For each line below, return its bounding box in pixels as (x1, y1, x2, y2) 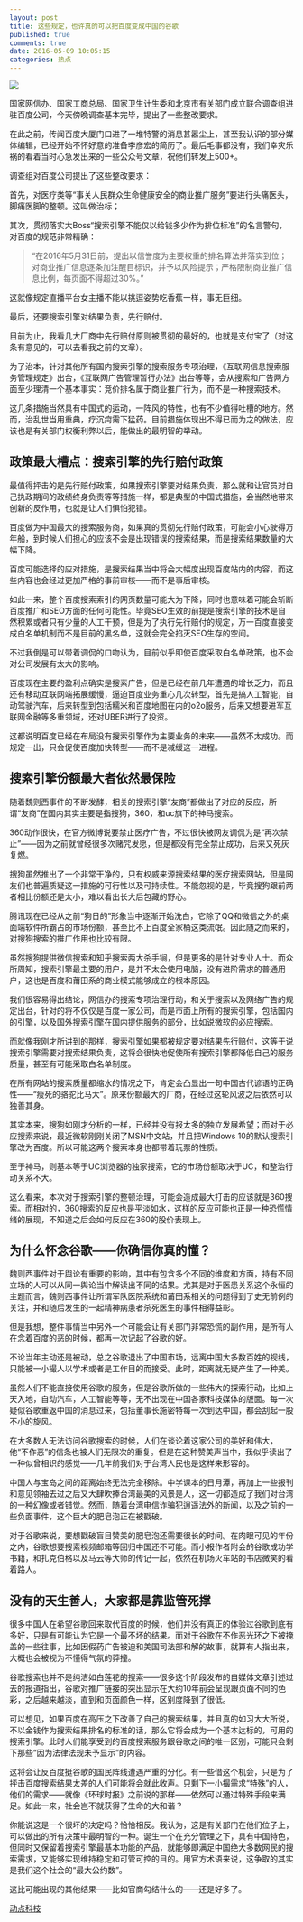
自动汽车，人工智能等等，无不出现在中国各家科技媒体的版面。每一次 (40, 1394, 294, 1405)
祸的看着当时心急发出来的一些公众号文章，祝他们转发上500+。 (9, 151, 243, 162)
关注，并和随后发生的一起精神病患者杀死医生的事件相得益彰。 (9, 1302, 239, 1314)
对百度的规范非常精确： (9, 231, 96, 242)
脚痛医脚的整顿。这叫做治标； (9, 200, 120, 211)
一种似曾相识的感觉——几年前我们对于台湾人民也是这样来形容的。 (9, 1458, 254, 1469)
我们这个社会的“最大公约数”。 (16, 1865, 128, 1876)
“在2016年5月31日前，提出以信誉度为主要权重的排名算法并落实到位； (31, 250, 288, 261)
